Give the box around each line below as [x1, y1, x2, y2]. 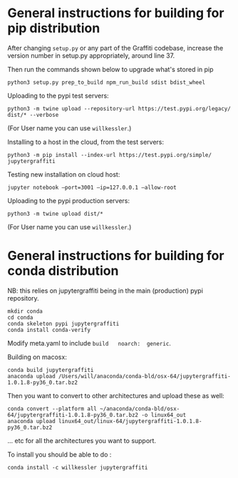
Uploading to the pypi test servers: [7, 91, 109, 100]
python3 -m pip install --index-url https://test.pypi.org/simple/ [7, 151, 212, 158]
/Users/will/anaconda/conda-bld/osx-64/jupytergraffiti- [58, 373, 232, 380]
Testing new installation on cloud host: [7, 170, 120, 179]
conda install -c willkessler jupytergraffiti [7, 464, 148, 471]
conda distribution [7, 263, 119, 279]
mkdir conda [7, 308, 43, 315]
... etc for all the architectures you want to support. [7, 436, 157, 445]
